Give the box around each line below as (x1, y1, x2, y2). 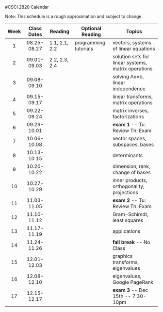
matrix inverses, (112, 107, 149, 114)
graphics (112, 253, 133, 259)
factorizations (112, 114, 144, 120)
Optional (81, 25, 102, 32)
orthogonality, (112, 183, 145, 190)
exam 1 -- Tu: (112, 121, 146, 128)
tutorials (74, 46, 94, 52)
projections (112, 189, 138, 196)
